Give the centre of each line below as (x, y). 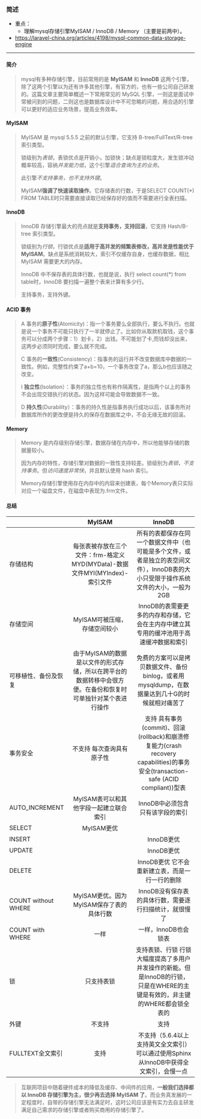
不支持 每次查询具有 (100, 749)
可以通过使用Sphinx (163, 1053)
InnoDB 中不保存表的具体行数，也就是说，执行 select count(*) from (103, 274)
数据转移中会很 (97, 680)
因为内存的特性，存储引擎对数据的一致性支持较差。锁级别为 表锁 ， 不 (105, 463)
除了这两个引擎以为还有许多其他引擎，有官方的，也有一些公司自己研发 (107, 86)
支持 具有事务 (163, 719)
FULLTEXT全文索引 (36, 1053)
